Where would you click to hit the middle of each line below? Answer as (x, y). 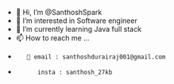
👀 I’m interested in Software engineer (76, 21)
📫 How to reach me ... (52, 38)
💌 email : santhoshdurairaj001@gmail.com (96, 57)
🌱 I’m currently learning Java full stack (78, 29)
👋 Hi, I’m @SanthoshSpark (59, 12)
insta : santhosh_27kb (75, 72)
